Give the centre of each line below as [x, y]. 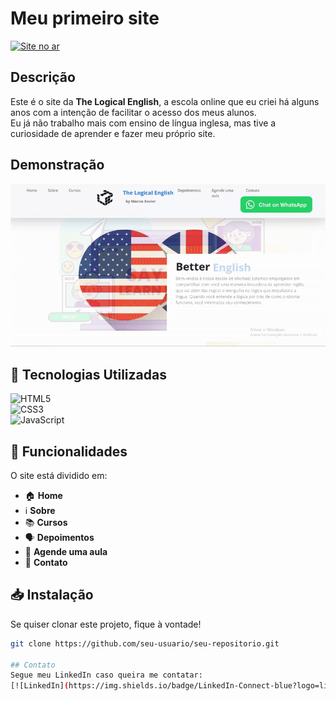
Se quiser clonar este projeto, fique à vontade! [106, 624]
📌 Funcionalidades [69, 451]
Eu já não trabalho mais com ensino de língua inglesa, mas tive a [143, 123]
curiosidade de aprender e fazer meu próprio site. [113, 133]
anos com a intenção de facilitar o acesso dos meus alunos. [133, 112]
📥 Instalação [52, 595]
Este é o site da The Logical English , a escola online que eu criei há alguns [165, 101]
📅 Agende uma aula [66, 551]
